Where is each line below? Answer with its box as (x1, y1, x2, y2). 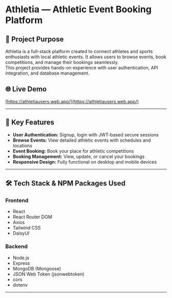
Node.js (12, 255, 30, 261)
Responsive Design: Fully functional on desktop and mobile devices (12, 158, 157, 165)
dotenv (12, 282, 28, 288)
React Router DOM (12, 214, 53, 220)
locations (12, 142, 32, 149)
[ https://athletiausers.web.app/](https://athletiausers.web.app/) (5, 98, 139, 104)
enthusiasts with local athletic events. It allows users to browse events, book (5, 54, 166, 60)
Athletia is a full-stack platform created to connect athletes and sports (5, 49, 153, 54)
